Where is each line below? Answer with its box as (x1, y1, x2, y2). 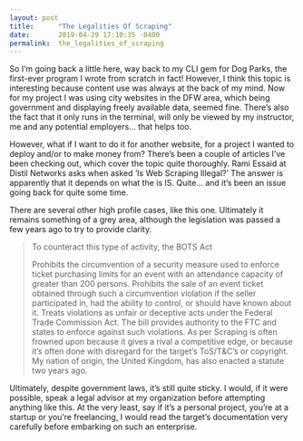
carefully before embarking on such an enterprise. (9, 421, 198, 432)
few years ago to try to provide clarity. (9, 224, 152, 235)
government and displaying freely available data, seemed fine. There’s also (9, 102, 289, 113)
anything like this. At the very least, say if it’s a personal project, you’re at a (9, 402, 288, 413)
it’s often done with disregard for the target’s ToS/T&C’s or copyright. (31, 346, 288, 357)
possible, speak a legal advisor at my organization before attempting (9, 392, 266, 404)
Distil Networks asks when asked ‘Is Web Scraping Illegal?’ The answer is (9, 168, 284, 179)
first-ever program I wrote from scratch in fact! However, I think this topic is (9, 73, 291, 84)
